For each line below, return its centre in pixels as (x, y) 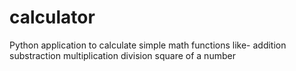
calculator (52, 17)
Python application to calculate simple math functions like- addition (148, 45)
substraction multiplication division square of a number (122, 55)
